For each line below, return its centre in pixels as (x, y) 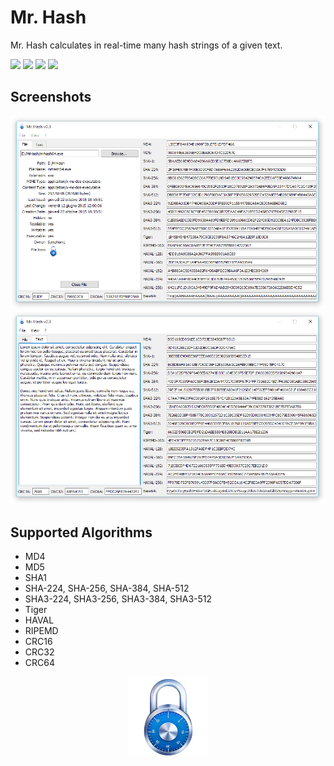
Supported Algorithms (81, 532)
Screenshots (51, 97)
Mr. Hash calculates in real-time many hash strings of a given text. (146, 45)
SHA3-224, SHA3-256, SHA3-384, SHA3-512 (118, 598)
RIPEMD (41, 630)
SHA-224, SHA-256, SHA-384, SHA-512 (107, 588)
